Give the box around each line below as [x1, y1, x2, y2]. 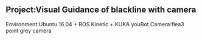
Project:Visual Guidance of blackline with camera [5, 5, 197, 15]
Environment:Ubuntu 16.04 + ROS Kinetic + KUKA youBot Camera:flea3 [5, 20, 185, 27]
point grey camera [5, 27, 52, 34]
